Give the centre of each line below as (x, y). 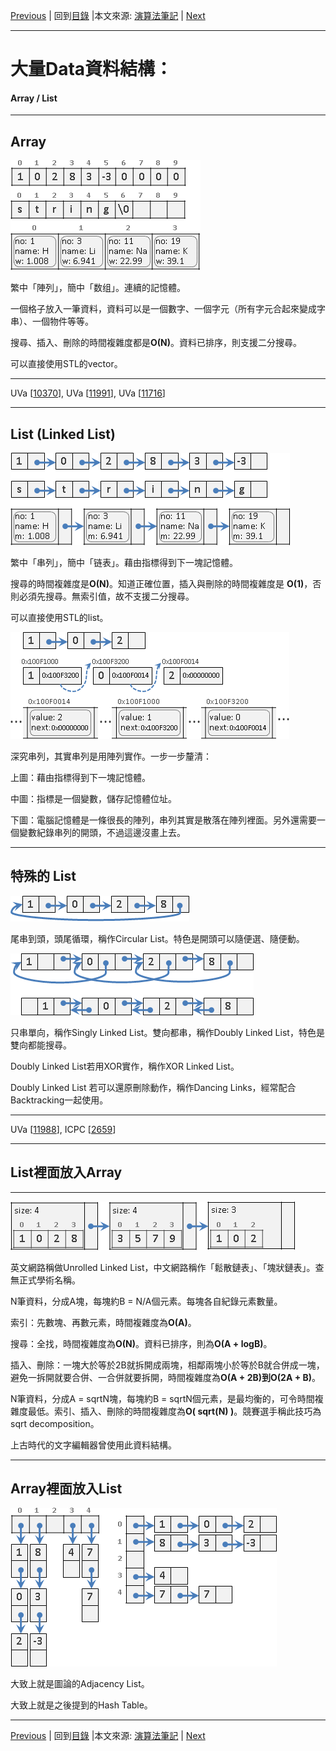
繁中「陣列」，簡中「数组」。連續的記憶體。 (98, 288)
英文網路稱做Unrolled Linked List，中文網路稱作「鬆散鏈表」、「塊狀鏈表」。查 (167, 1267)
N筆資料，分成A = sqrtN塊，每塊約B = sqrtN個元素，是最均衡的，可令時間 (162, 1398)
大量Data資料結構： (91, 69)
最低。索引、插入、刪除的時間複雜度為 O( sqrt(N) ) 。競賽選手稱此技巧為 (174, 1411)
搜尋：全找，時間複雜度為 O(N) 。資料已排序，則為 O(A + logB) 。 (141, 1343)
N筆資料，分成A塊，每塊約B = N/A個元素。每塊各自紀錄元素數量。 (146, 1301)
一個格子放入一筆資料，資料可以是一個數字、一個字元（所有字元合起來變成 (163, 309)
